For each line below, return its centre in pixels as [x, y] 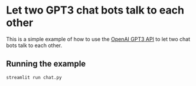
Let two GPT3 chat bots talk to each [95, 10]
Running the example [46, 64]
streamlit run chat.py [34, 77]
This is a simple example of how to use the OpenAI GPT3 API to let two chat [98, 39]
